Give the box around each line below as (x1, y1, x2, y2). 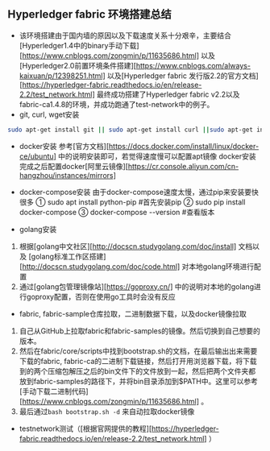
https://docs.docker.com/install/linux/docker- (108, 141, 260, 151)
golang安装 (19, 224, 57, 234)
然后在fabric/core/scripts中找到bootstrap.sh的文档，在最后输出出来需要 (19, 345, 258, 356)
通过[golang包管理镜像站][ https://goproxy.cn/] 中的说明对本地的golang (19, 281, 255, 292)
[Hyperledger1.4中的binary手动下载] (19, 40, 139, 50)
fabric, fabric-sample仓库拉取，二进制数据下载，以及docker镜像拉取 (19, 308, 247, 318)
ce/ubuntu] (19, 151, 57, 161)
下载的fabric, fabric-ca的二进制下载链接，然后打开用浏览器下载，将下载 (19, 356, 257, 366)
